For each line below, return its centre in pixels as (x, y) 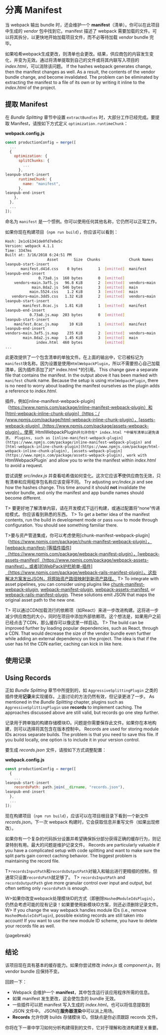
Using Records (28, 678)
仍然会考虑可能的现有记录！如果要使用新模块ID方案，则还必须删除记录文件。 (83, 904)
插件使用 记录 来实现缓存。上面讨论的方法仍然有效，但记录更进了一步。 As (80, 696)
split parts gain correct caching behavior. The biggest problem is (71, 855)
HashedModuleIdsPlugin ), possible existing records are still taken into (75, 915)
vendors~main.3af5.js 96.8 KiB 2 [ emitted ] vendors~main (85, 282)
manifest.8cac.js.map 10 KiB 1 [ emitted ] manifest (81, 324)
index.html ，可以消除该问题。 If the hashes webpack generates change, (79, 66)
